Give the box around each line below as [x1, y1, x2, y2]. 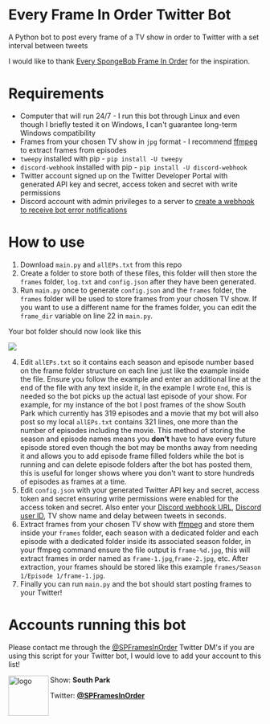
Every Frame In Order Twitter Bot [8, 6, 231, 24]
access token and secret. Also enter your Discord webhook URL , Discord [19, 502, 262, 512]
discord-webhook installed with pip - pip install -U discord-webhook [19, 162, 247, 172]
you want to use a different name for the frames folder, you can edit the [19, 302, 257, 312]
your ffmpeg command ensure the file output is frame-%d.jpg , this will [19, 545, 251, 554]
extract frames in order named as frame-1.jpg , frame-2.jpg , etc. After [19, 553, 249, 563]
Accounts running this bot [8, 616, 186, 634]
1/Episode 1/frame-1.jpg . [19, 571, 106, 580]
